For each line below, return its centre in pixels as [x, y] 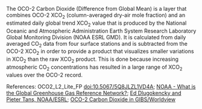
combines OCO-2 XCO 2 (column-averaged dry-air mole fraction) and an [96, 16]
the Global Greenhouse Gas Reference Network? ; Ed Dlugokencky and [94, 93]
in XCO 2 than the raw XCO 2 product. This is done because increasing [93, 60]
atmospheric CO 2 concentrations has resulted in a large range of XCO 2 [94, 67]
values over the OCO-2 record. [45, 75]
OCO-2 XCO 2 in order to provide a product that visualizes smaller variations [100, 52]
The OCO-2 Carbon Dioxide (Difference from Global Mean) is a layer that [96, 9]
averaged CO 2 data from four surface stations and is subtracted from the [97, 44]
